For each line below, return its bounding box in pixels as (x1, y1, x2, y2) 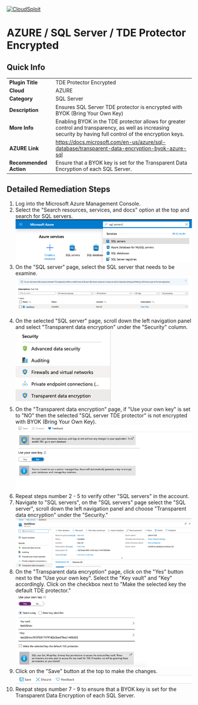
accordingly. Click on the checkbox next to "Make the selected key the (15, 581, 187, 588)
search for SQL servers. (15, 212, 73, 219)
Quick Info (6, 62, 46, 72)
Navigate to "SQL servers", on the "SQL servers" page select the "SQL (15, 499, 186, 506)
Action (9, 166, 26, 173)
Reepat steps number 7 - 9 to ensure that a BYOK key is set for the (15, 686, 177, 693)
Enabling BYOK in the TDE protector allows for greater (55, 118, 186, 125)
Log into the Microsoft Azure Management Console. (15, 200, 141, 207)
